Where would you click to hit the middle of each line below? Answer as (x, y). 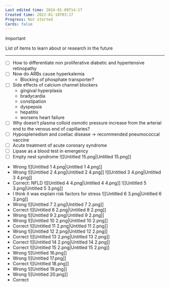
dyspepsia (31, 107)
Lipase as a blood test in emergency (50, 151)
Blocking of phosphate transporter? (57, 79)
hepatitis (29, 112)
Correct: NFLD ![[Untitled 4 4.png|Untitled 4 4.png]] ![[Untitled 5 (79, 183)
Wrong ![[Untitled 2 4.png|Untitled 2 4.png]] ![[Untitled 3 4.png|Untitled (87, 172)
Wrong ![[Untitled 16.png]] (40, 253)
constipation (33, 101)
